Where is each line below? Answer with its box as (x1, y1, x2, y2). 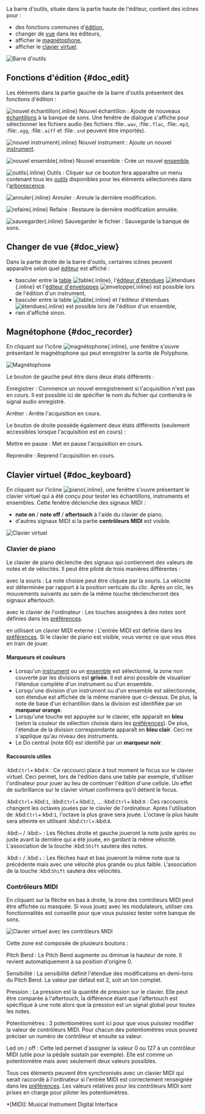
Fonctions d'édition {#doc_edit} (6, 73, 130, 83)
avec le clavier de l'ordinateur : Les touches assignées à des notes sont (6, 608, 186, 615)
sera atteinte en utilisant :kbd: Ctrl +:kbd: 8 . (6, 817, 112, 824)
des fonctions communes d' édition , (15, 24, 104, 31)
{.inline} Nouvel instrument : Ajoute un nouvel (57, 138, 172, 146)
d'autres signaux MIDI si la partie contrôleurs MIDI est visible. (15, 517, 171, 525)
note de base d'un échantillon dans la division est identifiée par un (15, 699, 182, 707)
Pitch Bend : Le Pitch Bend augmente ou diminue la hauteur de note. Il (6, 952, 182, 959)
